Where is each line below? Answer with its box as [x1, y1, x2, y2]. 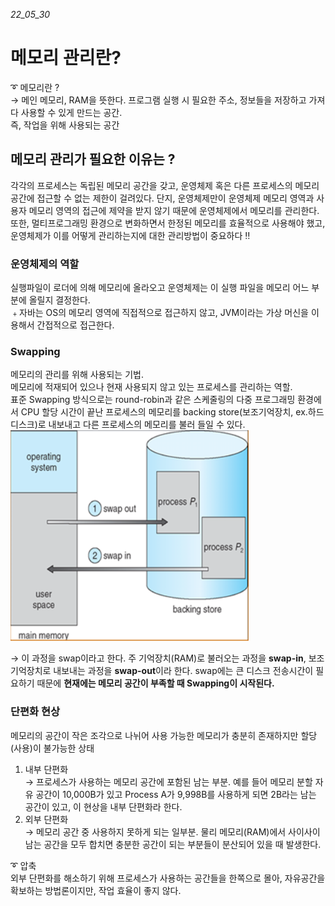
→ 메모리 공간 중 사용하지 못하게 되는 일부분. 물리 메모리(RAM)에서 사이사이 [24, 825, 321, 838]
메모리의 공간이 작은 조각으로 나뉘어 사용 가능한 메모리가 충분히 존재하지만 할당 [10, 729, 318, 741]
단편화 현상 [10, 705, 61, 719]
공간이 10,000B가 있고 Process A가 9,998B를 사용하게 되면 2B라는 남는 [35, 788, 317, 800]
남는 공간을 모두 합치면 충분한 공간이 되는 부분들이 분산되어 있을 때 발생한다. [24, 838, 322, 850]
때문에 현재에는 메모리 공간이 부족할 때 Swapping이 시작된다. [36, 677, 275, 689]
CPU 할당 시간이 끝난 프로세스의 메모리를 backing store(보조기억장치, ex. [20, 406, 308, 418]
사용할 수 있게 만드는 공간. [20, 106, 123, 118]
